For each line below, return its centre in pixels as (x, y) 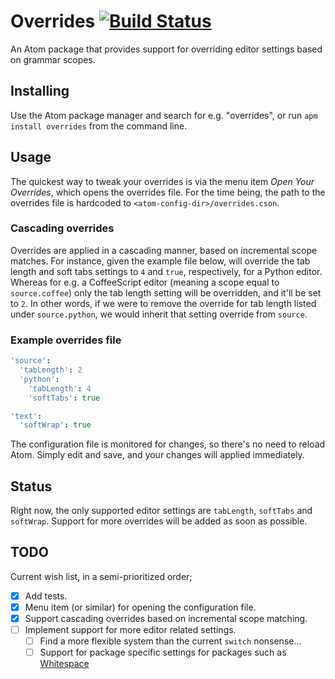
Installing (40, 91)
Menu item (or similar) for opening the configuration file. (140, 607)
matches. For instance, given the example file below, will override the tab (160, 261)
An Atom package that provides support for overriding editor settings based (166, 49)
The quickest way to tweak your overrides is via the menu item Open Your (162, 181)
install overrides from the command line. (99, 126)
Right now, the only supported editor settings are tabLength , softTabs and (161, 511)
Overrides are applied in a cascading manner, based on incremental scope (164, 250)
